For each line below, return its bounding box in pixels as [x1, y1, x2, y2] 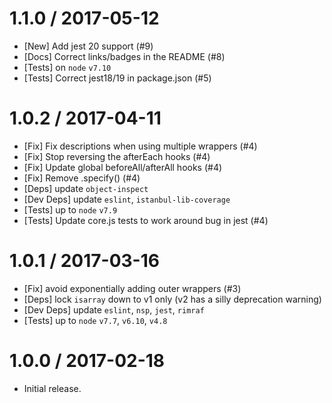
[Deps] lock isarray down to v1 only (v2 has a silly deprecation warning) [23, 293, 322, 305]
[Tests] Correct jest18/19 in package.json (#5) [23, 72, 212, 84]
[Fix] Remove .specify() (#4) [23, 172, 141, 184]
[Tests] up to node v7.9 [23, 203, 118, 216]
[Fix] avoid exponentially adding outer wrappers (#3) [23, 282, 242, 294]
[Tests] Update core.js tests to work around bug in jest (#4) [23, 214, 269, 226]
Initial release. [23, 382, 82, 394]
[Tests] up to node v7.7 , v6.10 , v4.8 [23, 314, 168, 326]
